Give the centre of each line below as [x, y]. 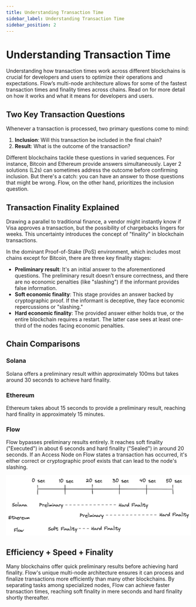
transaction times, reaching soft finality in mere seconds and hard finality [94, 592]
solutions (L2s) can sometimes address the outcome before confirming [92, 170]
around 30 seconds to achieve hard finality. [59, 380]
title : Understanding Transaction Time [55, 12]
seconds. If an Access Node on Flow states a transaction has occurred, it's [97, 455]
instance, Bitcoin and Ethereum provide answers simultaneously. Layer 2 [94, 164]
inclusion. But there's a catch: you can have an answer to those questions [95, 176]
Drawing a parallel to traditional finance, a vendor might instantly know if [94, 221]
